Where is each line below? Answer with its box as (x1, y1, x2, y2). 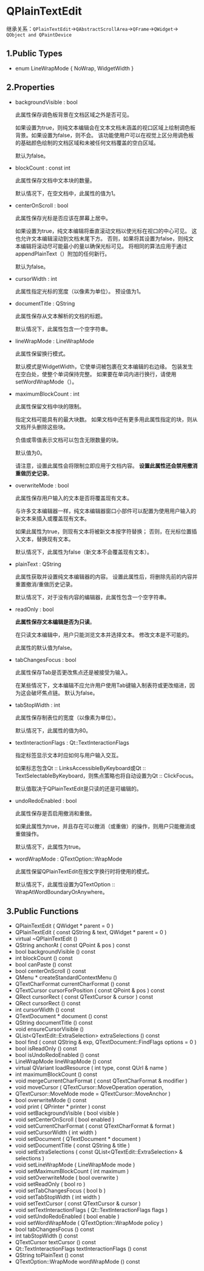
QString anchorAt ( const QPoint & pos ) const (15, 942, 131, 949)
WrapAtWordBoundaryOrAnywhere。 (15, 888, 108, 895)
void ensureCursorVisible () (15, 1025, 84, 1033)
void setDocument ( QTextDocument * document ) (15, 1135, 141, 1143)
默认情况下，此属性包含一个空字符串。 (15, 325, 111, 332)
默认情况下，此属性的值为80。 (15, 726, 92, 734)
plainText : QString (15, 560, 62, 568)
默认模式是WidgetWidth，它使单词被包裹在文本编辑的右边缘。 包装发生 (15, 363, 193, 370)
